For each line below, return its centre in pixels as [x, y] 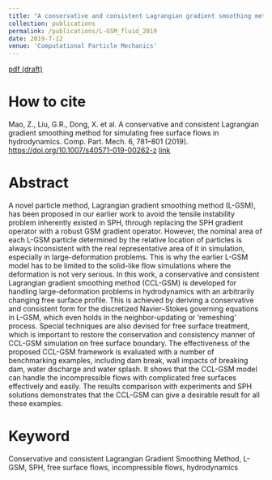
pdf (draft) [25, 69]
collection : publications [52, 24]
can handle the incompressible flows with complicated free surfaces [123, 377]
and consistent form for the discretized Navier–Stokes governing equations [134, 309]
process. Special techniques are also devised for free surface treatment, [129, 326]
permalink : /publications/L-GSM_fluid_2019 [83, 31]
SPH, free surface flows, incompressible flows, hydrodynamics [134, 467]
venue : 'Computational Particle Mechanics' [83, 46]
